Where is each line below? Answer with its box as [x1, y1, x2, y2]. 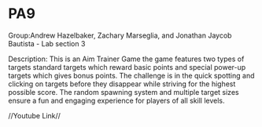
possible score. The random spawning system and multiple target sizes [8, 87, 239, 96]
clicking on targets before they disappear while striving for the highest [8, 79, 236, 89]
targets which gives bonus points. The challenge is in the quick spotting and [8, 71, 255, 80]
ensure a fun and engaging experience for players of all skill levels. [8, 96, 226, 105]
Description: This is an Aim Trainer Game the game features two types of [8, 54, 245, 63]
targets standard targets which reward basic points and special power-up [8, 62, 246, 71]
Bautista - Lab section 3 [8, 38, 86, 48]
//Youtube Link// [8, 111, 61, 120]
